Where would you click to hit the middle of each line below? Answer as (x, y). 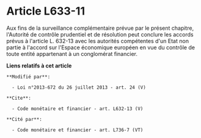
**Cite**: (19, 98)
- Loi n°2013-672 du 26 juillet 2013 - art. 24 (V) (79, 87)
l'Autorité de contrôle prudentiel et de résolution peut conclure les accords (100, 34)
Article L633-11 (46, 11)
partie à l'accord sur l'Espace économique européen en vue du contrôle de (101, 47)
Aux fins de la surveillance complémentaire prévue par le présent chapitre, (100, 28)
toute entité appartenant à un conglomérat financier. (72, 53)
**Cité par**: (24, 119)
